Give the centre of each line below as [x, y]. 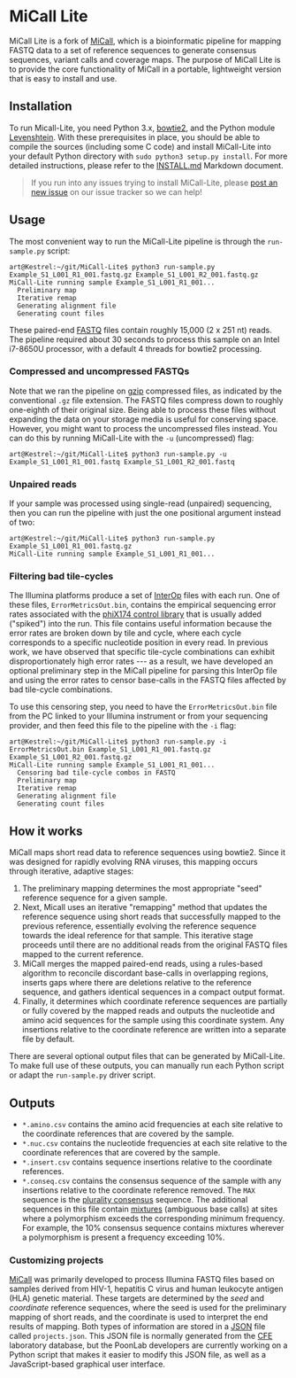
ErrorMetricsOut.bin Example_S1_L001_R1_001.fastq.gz [110, 750]
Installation [41, 107]
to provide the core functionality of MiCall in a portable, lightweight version [145, 69]
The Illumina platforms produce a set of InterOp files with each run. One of [144, 596]
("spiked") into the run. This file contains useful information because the [140, 624]
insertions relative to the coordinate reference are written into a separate [154, 1030]
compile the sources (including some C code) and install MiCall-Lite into [140, 146]
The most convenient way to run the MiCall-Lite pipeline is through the [137, 241]
